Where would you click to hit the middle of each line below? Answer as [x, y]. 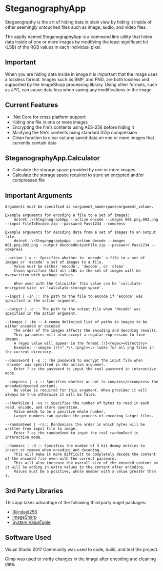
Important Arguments [39, 195]
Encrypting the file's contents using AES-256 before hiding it [73, 127]
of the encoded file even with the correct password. [61, 459]
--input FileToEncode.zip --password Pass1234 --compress [65, 224]
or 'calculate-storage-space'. [72, 288]
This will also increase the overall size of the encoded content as [86, 463]
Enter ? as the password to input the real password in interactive [85, 369]
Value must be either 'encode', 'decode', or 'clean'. [71, 266]
